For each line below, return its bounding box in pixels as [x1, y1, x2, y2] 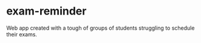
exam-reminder [6, 4, 87, 18]
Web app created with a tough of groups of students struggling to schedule [6, 24, 195, 31]
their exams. [6, 30, 38, 38]
